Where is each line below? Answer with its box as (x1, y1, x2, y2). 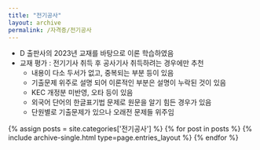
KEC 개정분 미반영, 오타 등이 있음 (31, 88, 134, 97)
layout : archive (8, 19, 61, 27)
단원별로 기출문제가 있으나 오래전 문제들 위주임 (31, 108, 174, 117)
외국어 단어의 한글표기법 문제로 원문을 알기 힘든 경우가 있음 (31, 97, 212, 107)
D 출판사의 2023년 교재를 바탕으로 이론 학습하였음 (19, 49, 174, 58)
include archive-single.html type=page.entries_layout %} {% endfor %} (8, 133, 239, 142)
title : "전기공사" (8, 11, 62, 20)
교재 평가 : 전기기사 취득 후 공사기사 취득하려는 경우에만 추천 (19, 58, 204, 68)
